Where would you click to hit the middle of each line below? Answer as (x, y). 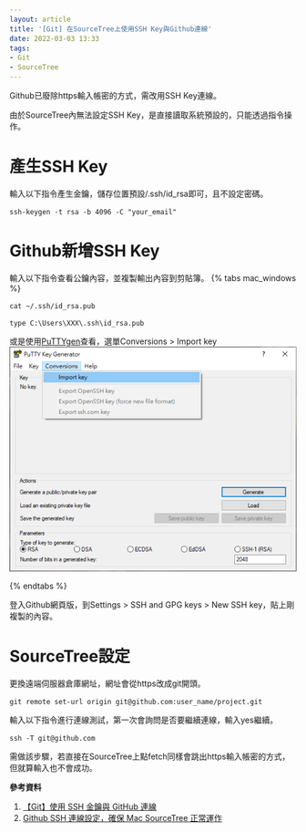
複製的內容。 (33, 617)
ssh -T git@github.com (52, 739)
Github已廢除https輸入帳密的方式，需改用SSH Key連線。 (115, 95)
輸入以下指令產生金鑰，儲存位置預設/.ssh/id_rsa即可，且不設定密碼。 (139, 193)
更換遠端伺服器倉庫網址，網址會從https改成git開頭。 (107, 683)
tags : (20, 48)
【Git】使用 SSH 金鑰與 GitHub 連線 (90, 806)
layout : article (40, 19)
